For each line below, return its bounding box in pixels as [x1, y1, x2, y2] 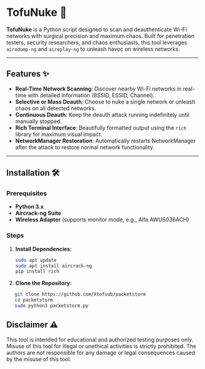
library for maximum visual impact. [15, 130, 103, 138]
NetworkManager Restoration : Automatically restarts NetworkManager [15, 137, 196, 144]
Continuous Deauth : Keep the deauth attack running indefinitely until [15, 111, 190, 118]
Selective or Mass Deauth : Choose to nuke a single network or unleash [15, 98, 196, 105]
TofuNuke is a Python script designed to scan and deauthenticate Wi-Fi [6, 26, 187, 33]
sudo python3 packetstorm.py [14, 303, 88, 309]
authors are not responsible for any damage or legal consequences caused [6, 349, 195, 356]
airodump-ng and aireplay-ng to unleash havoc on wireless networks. [6, 45, 180, 53]
